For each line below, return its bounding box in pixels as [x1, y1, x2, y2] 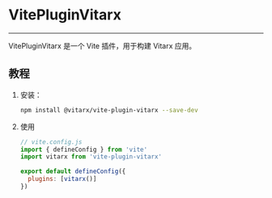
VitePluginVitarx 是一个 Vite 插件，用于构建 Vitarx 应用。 [8, 40, 197, 50]
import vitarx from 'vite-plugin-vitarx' [19, 153, 163, 161]
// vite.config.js [19, 137, 83, 146]
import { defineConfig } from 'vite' [19, 145, 148, 154]
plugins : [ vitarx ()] [28, 175, 97, 183]
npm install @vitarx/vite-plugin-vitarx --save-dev [19, 106, 198, 114]
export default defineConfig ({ [19, 167, 126, 175]
